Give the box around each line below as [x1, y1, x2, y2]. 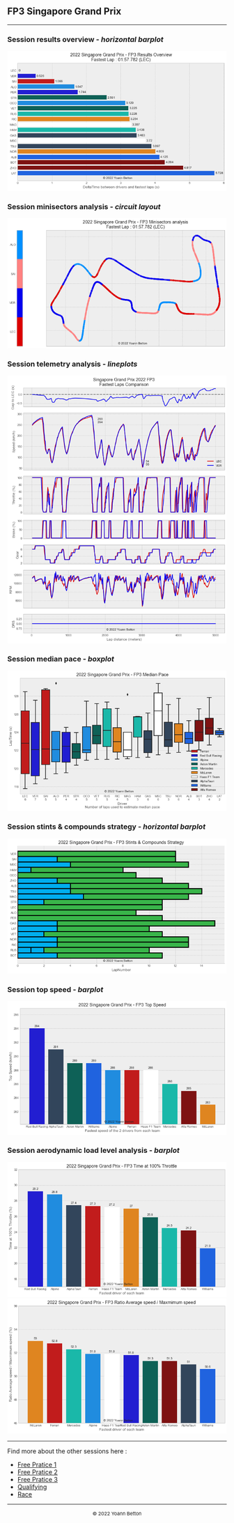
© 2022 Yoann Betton [92, 1510, 142, 1517]
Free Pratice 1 [17, 1460, 57, 1469]
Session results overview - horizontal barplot [7, 34, 164, 44]
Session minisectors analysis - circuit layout [7, 201, 161, 211]
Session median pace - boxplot [7, 655, 115, 664]
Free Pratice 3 [17, 1475, 58, 1483]
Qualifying [17, 1483, 47, 1491]
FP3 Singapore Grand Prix [7, 6, 122, 17]
